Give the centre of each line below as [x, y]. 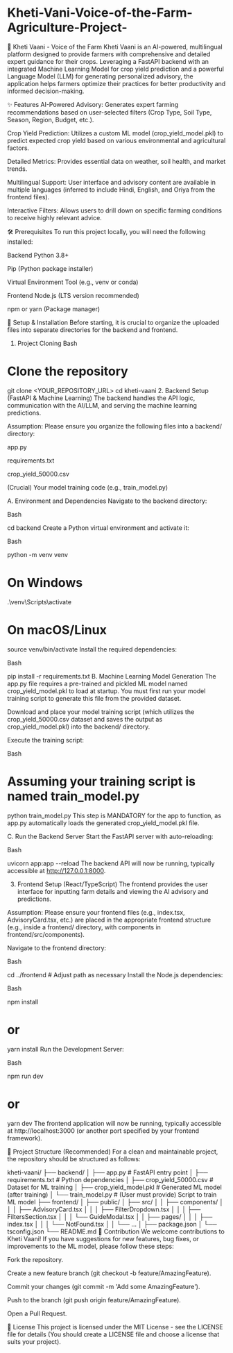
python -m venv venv [37, 554]
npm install [23, 1002]
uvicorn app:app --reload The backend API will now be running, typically [111, 863]
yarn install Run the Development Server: [66, 1049]
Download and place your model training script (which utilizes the [101, 712]
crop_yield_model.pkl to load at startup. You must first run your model [106, 691]
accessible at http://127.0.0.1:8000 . [57, 870]
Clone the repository [68, 371]
